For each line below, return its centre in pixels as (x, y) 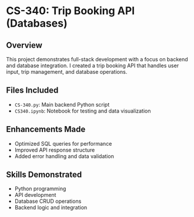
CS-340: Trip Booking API (71, 11)
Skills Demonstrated (44, 175)
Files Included (32, 91)
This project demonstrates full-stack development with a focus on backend (97, 59)
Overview (24, 45)
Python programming (40, 189)
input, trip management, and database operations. (67, 72)
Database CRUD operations (48, 201)
